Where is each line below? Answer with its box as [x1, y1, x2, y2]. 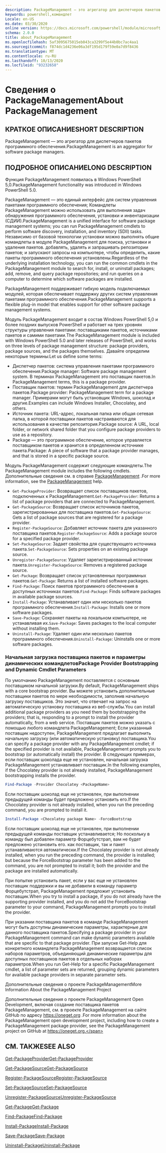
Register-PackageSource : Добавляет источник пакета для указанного [12, 525, 158, 531]
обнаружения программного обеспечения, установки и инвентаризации [5, 212, 160, 218]
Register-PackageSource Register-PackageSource [5, 1075, 108, 1081]
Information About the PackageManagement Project [5, 986, 111, 992]
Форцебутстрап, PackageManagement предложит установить [5, 888, 135, 894]
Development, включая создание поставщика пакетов [5, 1001, 119, 1007]
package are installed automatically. [5, 867, 79, 873]
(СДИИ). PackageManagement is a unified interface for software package [5, 217, 156, 224]
